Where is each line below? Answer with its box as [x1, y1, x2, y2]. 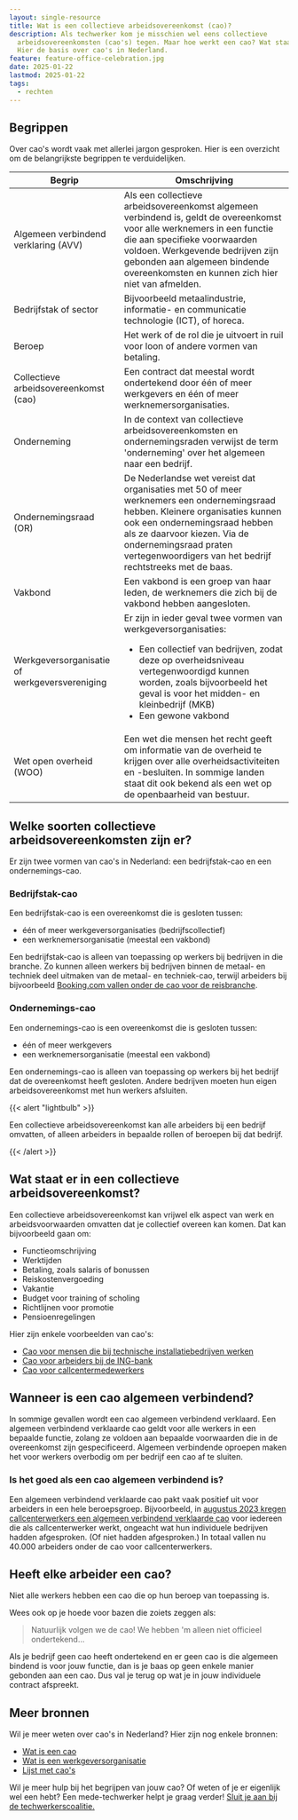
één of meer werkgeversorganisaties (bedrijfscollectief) [21, 925, 226, 936]
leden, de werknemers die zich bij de [123, 587, 278, 599]
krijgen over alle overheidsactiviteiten [123, 756, 280, 768]
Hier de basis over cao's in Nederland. [17, 46, 169, 55]
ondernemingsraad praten [123, 539, 233, 551]
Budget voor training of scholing [21, 1293, 140, 1303]
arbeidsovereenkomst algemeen [123, 201, 259, 213]
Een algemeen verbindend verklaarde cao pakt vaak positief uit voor [9, 1493, 259, 1505]
